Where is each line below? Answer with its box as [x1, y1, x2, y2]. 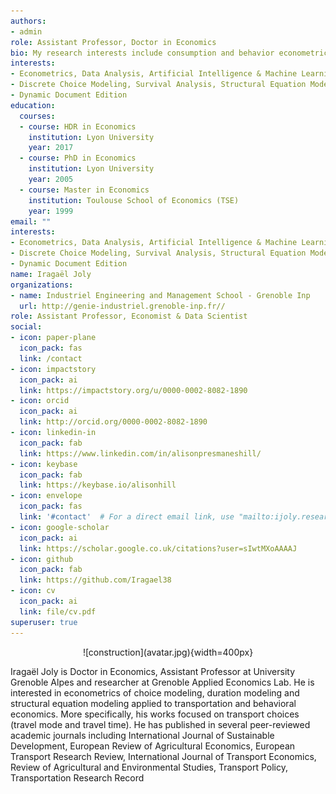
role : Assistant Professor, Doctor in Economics [10, 37, 217, 47]
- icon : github [10, 554, 74, 564]
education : [10, 100, 56, 110]
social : [10, 322, 43, 332]
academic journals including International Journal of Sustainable [10, 729, 275, 741]
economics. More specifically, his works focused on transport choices [10, 708, 300, 720]
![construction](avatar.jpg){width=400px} [82, 646, 254, 658]
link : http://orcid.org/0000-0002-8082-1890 [19, 417, 208, 427]
